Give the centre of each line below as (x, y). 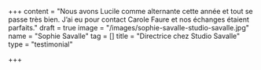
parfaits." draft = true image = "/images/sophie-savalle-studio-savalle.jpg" (129, 28)
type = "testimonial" (40, 44)
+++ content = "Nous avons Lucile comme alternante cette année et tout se (130, 11)
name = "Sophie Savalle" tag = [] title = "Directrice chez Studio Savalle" (124, 36)
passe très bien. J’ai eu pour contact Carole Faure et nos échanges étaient (129, 19)
